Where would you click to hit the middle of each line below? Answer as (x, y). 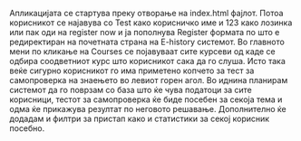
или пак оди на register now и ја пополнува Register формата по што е (145, 32)
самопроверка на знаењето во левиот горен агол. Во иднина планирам (149, 80)
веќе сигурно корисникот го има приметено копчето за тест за (132, 70)
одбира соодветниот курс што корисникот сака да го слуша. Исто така (147, 61)
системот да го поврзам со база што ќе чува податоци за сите (131, 90)
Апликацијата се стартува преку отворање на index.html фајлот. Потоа (146, 13)
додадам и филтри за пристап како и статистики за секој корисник (140, 118)
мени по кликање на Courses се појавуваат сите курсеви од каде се (142, 52)
